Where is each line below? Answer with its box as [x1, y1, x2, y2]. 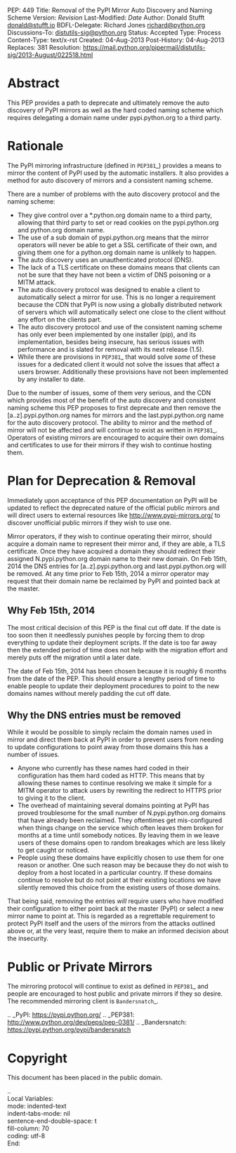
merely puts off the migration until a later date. [7, 653, 142, 661]
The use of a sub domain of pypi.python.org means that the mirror [17, 233, 209, 242]
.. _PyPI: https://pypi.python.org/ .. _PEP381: [7, 1010, 135, 1019]
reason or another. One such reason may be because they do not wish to [17, 861, 229, 869]
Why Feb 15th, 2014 [7, 605, 96, 617]
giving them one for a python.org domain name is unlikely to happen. [17, 248, 217, 256]
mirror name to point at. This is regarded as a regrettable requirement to [7, 912, 216, 921]
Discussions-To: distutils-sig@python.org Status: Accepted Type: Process [7, 28, 221, 37]
